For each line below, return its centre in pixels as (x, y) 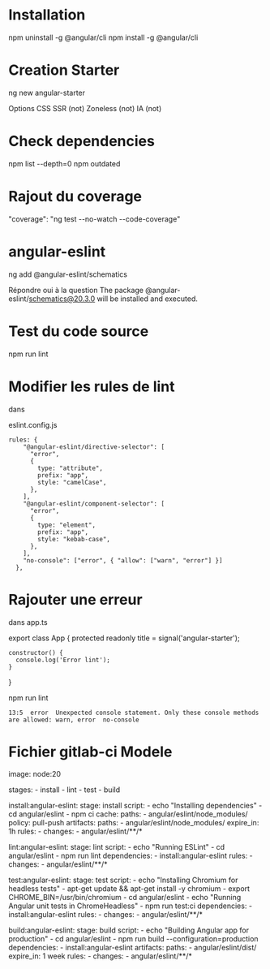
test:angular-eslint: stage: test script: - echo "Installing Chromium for (123, 880)
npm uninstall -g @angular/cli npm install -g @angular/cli (103, 37)
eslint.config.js (33, 424)
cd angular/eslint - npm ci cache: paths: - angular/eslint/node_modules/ (129, 814)
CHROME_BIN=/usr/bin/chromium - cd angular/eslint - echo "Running (125, 898)
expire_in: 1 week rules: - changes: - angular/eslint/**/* (101, 956)
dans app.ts (28, 622)
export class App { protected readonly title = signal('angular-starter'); (124, 638)
